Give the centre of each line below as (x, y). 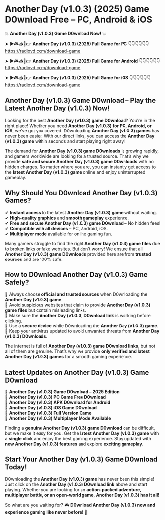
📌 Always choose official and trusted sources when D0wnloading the (76, 294)
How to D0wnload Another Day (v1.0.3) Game (77, 275)
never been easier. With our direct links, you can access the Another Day (80, 136)
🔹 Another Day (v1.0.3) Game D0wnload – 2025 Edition (62, 392)
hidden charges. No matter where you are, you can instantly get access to (81, 167)
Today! (16, 467)
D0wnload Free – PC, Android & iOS (79, 20)
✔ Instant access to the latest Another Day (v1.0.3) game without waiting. (81, 212)
